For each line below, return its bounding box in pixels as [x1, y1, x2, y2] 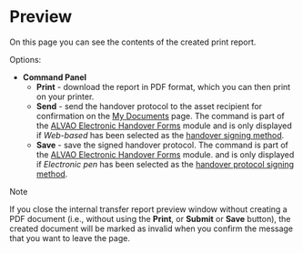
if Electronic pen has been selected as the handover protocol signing [35, 158, 294, 169]
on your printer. [35, 91, 95, 102]
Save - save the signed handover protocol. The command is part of [35, 139, 288, 150]
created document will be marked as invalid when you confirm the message [9, 223, 294, 234]
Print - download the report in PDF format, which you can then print [35, 81, 291, 92]
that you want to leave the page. [9, 232, 130, 243]
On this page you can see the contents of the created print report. [9, 36, 257, 47]
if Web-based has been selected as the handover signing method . [35, 129, 285, 140]
